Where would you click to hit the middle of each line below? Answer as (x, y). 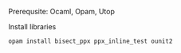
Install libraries (32, 26)
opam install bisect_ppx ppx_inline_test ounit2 (90, 41)
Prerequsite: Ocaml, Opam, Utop (62, 11)
